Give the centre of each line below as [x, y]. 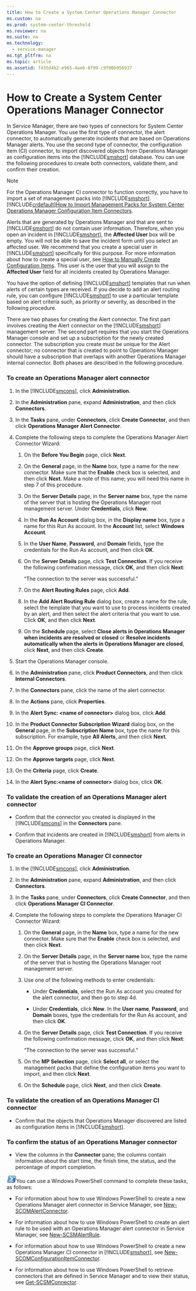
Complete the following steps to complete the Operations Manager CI [99, 915]
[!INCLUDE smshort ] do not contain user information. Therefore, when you [95, 229]
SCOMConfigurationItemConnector [57, 1258]
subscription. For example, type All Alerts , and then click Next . [91, 736]
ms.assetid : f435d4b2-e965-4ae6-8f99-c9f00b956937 [69, 68]
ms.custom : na [24, 18]
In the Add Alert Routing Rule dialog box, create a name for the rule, [106, 601]
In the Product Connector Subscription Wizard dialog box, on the [94, 724]
